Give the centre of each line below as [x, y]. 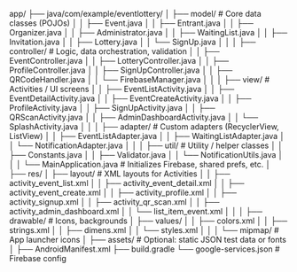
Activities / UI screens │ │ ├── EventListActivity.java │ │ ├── [122, 89]
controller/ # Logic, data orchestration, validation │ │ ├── [114, 51]
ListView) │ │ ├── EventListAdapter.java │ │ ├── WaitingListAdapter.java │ [147, 136]
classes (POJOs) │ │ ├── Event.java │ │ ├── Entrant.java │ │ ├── [132, 23]
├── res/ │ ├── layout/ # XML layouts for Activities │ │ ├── [120, 174]
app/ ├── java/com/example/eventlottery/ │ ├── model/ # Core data [135, 14]
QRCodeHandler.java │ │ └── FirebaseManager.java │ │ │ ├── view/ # [140, 79]
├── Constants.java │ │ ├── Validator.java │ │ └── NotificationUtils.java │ [146, 155]
